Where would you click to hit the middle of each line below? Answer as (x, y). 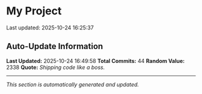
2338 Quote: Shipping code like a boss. (56, 67)
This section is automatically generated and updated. (73, 84)
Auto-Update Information (55, 46)
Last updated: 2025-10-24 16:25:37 (50, 28)
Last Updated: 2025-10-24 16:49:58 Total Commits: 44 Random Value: (96, 60)
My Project (34, 11)
